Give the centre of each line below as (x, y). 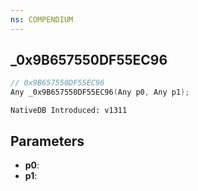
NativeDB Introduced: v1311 (69, 111)
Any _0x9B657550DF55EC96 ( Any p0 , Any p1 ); (100, 92)
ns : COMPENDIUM (42, 19)
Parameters (47, 141)
